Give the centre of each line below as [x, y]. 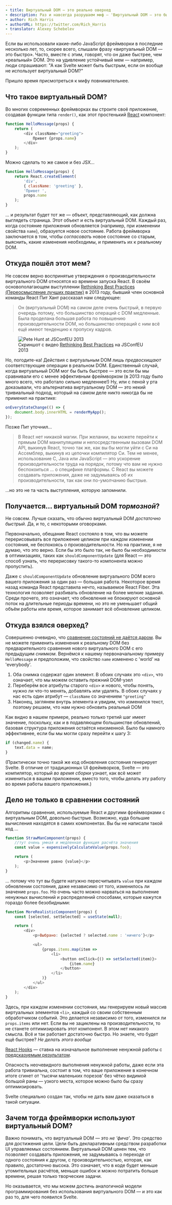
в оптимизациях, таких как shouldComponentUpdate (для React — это [78, 555]
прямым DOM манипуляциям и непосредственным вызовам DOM [90, 442]
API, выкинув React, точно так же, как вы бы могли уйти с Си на [88, 447]
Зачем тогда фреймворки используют [70, 1118]
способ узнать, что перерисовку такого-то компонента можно [74, 561]
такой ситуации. [23, 1102]
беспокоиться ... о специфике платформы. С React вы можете [85, 469]
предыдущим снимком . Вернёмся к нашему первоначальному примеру [85, 654]
